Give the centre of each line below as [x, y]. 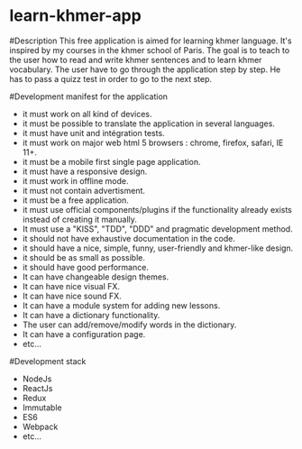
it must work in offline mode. [75, 180]
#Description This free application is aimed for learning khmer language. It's [151, 41]
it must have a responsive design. [85, 171]
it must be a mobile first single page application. [111, 161]
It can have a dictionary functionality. [91, 315]
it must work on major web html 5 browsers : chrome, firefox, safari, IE [153, 142]
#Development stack [48, 361]
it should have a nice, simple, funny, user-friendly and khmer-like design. [158, 248]
